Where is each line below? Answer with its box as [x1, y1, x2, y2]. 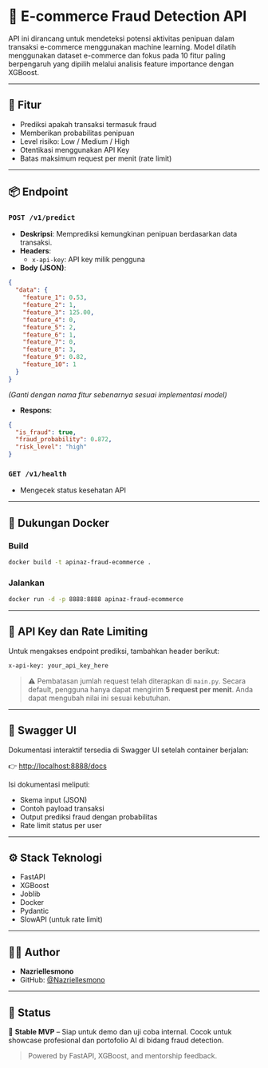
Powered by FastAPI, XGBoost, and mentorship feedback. [27, 1051, 218, 1061]
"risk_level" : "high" [15, 443, 88, 451]
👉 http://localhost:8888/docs [8, 761, 108, 771]
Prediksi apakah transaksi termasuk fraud [19, 119, 157, 129]
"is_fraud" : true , [15, 428, 77, 436]
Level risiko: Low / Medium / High [19, 136, 130, 146]
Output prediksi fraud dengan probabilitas [19, 811, 158, 822]
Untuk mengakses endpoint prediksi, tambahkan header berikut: [8, 646, 220, 656]
